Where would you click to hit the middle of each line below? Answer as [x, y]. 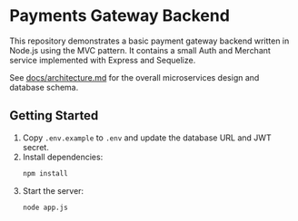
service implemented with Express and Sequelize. [103, 60]
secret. [36, 147]
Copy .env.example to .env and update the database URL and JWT [147, 138]
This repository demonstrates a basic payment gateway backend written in [149, 41]
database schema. [44, 87]
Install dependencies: [63, 157]
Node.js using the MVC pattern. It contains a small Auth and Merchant [140, 50]
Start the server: [53, 190]
